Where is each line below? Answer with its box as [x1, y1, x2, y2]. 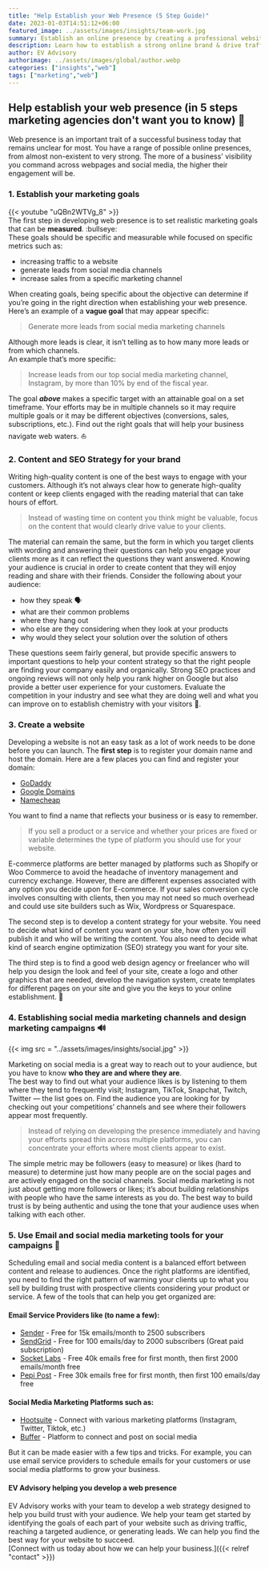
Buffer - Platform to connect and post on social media [19, 1432, 198, 1442]
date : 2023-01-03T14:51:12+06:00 [8, 19, 120, 27]
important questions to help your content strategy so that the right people [8, 657, 251, 666]
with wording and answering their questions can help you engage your [8, 545, 242, 555]
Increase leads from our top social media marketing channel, [27, 369, 228, 379]
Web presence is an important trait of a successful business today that [8, 135, 242, 144]
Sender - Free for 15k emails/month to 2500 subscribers [19, 1328, 206, 1338]
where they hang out [19, 616, 89, 626]
